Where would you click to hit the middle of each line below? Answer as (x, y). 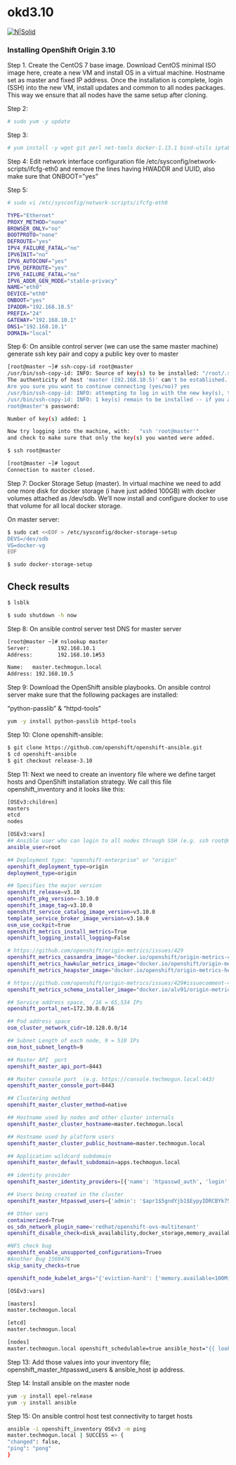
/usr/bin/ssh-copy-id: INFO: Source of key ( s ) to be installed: (103, 373)
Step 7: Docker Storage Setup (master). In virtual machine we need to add (114, 483)
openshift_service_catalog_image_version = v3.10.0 (81, 912)
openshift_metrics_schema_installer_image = (72, 989)
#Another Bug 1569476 (39, 1259)
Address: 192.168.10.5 (40, 674)
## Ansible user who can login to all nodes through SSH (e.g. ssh (108, 841)
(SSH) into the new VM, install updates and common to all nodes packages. (116, 88)
